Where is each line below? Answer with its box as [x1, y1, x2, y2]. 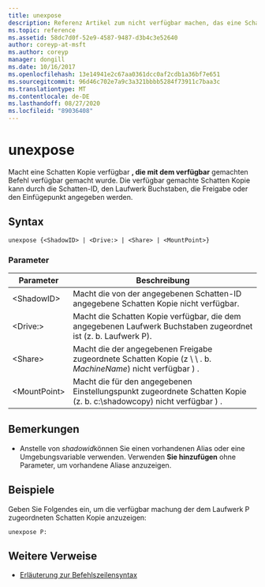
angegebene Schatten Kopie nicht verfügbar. [73, 298, 240, 309]
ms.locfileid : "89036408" [8, 107, 93, 115]
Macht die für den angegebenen [73, 376, 192, 387]
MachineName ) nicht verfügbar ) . [73, 363, 200, 374]
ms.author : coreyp [8, 48, 69, 56]
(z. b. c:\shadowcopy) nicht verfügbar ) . [73, 396, 223, 407]
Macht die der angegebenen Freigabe [73, 344, 213, 355]
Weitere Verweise [8, 550, 98, 563]
